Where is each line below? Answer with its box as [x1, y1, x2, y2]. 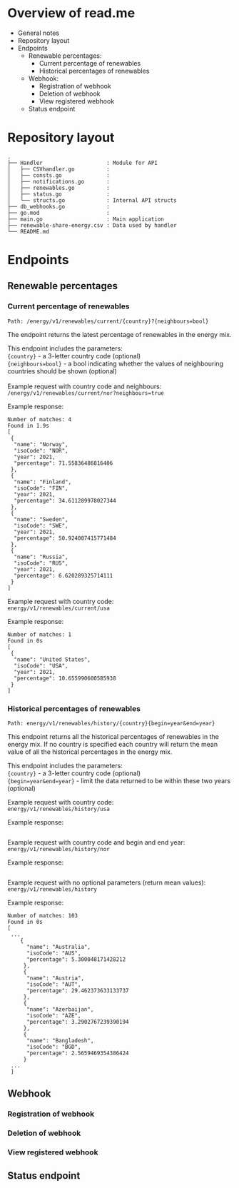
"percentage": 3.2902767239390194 [26, 1019, 130, 1026]
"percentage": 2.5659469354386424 [26, 1049, 130, 1057]
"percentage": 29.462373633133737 [26, 987, 130, 995]
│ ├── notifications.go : [7, 178, 111, 185]
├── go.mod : [7, 209, 111, 216]
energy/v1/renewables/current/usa [7, 605, 111, 612]
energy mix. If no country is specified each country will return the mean [7, 740, 218, 749]
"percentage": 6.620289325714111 [14, 572, 113, 579]
